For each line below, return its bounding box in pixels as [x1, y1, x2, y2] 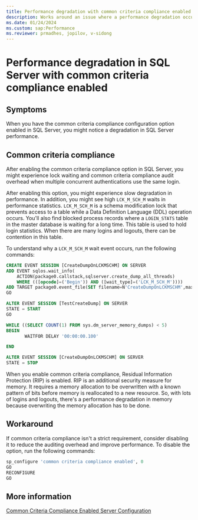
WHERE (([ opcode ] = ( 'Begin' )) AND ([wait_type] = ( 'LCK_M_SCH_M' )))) [16, 279, 183, 285]
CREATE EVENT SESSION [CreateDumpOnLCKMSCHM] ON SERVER [6, 262, 146, 269]
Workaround [6, 419, 54, 429]
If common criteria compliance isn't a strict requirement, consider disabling [6, 434, 189, 441]
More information [6, 491, 72, 502]
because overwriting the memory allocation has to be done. [6, 402, 151, 409]
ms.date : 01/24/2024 [6, 19, 57, 25]
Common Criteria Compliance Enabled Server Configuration [6, 507, 151, 514]
